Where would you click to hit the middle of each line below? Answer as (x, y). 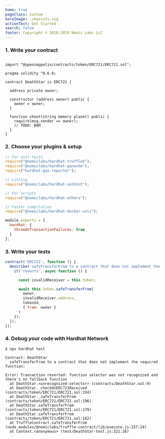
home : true (16, 10)
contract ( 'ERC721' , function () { (41, 262)
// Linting (16, 180)
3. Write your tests (28, 251)
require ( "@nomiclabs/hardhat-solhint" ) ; (47, 184)
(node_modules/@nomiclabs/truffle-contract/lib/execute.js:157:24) (76, 427)
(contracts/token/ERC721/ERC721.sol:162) (48, 418)
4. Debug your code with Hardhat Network (57, 339)
